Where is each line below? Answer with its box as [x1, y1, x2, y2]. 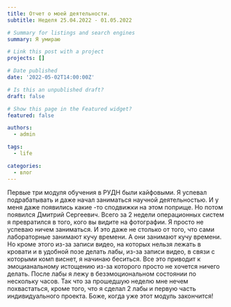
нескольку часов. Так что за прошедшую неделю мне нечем [7, 276, 189, 285]
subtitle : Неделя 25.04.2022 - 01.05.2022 [7, 17, 132, 24]
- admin [13, 131, 36, 138]
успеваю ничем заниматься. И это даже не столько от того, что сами [7, 225, 214, 233]
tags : [7, 143, 23, 150]
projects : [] [7, 55, 45, 62]
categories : [7, 162, 42, 169]
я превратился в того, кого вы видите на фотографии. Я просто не [7, 217, 204, 226]
